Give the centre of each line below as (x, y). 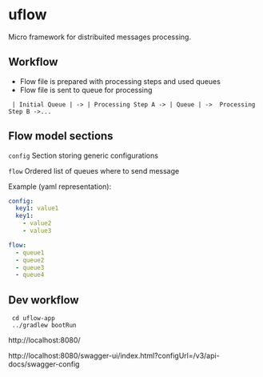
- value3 (37, 231)
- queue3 (30, 267)
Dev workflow (44, 300)
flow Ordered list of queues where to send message (94, 170)
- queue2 (30, 260)
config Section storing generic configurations (83, 155)
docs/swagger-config (44, 364)
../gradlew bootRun (44, 326)
